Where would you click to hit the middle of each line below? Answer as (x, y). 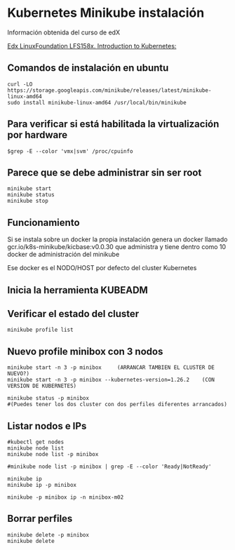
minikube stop (28, 201)
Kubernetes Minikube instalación (106, 13)
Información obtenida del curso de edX (64, 32)
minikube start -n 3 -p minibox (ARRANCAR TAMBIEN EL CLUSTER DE (111, 368)
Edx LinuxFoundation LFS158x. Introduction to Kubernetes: (92, 46)
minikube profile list (40, 330)
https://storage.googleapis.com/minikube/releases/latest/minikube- (109, 90)
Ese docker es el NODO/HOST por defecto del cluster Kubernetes (102, 268)
